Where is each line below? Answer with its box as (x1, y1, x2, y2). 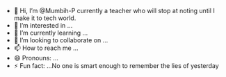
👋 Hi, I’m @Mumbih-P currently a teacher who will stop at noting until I (13, 7, 216, 15)
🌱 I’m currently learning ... (13, 28, 88, 37)
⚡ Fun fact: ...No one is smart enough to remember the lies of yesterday (13, 62, 219, 69)
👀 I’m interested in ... (13, 22, 73, 29)
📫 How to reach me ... (13, 44, 79, 52)
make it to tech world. (13, 14, 76, 22)
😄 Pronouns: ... (13, 54, 59, 62)
